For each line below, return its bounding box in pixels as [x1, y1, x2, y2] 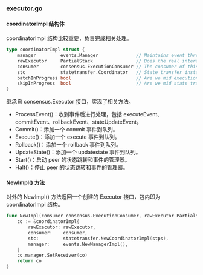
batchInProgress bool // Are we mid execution [17, 75, 199, 81]
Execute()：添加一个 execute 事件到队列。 [14, 133, 120, 141]
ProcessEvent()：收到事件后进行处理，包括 [14, 111, 123, 118]
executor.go [6, 4, 43, 13]
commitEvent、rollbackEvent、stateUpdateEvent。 [14, 118, 142, 125]
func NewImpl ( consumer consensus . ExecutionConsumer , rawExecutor [6, 213, 174, 219]
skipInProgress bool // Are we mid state [17, 81, 188, 87]
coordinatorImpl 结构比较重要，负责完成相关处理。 [6, 35, 132, 42]
